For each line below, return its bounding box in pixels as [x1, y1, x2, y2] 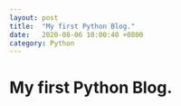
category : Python [9, 38, 75, 48]
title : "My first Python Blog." [9, 22, 136, 31]
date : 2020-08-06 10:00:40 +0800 [9, 30, 144, 39]
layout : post [9, 13, 59, 23]
